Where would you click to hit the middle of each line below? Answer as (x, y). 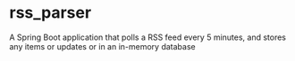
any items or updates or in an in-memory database (102, 46)
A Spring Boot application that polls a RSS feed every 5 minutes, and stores (148, 37)
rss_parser (51, 13)
